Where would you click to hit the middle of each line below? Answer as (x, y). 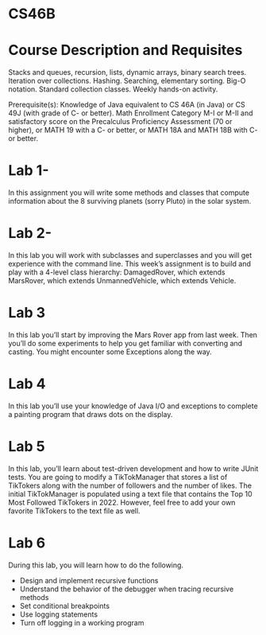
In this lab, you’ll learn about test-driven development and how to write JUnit (133, 468)
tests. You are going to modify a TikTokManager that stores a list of (118, 477)
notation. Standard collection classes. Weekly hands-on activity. (113, 89)
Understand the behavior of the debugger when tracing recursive (127, 589)
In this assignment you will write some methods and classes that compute (129, 193)
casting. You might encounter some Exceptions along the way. (110, 352)
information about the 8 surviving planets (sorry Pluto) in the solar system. (130, 201)
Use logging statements (58, 614)
